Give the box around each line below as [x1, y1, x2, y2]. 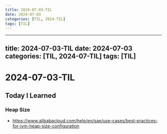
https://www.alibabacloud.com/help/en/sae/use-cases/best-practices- [12, 118, 158, 124]
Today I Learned [5, 91, 56, 100]
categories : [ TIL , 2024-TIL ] [5, 16, 66, 21]
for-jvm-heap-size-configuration [12, 123, 80, 129]
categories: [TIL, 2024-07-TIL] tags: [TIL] [5, 52, 136, 60]
